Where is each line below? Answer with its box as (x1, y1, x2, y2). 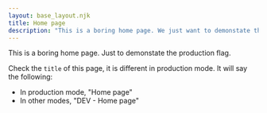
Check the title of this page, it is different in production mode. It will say (8, 64, 248, 73)
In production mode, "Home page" (19, 88, 133, 97)
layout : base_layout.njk (8, 11, 91, 20)
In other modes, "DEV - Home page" (19, 96, 139, 106)
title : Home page (8, 19, 66, 27)
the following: (8, 72, 53, 82)
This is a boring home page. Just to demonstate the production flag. (8, 49, 231, 58)
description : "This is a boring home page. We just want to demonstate (8, 26, 250, 34)
